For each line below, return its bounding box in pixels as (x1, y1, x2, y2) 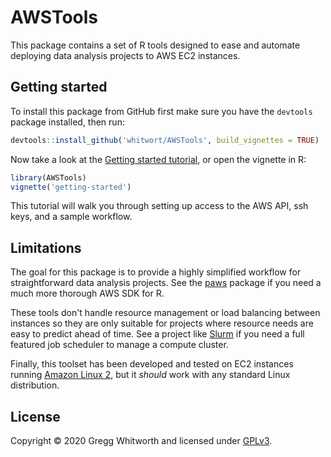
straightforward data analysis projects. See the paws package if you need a (10, 277, 322, 289)
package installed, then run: (10, 116, 125, 128)
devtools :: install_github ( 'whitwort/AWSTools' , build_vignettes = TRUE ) (10, 135, 320, 145)
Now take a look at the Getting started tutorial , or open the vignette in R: (10, 153, 307, 165)
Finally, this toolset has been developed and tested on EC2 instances (10, 358, 294, 370)
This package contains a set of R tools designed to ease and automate (10, 39, 301, 51)
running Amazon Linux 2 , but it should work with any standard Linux (10, 369, 291, 381)
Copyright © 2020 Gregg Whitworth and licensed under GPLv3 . (10, 435, 273, 446)
